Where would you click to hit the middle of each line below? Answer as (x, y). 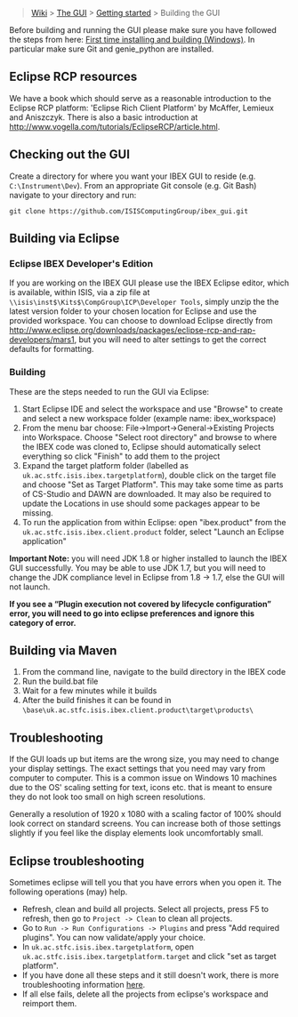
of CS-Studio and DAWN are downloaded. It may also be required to (146, 493)
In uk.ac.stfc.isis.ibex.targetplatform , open (108, 947)
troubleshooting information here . (84, 985)
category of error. (43, 622)
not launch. (30, 587)
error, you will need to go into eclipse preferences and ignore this (132, 613)
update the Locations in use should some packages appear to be (141, 503)
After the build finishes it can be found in (97, 701)
